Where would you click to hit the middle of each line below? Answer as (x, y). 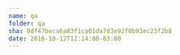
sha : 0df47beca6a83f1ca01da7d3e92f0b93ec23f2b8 (90, 31)
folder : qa (27, 23)
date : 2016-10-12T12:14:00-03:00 (65, 38)
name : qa (23, 16)
